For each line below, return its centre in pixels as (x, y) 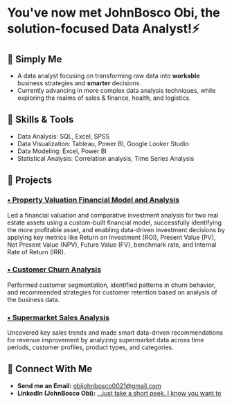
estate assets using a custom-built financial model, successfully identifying (115, 222)
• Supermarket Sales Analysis (58, 317)
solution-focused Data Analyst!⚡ (104, 29)
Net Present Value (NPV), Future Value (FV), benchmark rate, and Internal (112, 245)
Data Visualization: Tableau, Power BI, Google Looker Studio (103, 143)
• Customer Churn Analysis (54, 270)
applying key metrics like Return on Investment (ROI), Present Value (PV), (111, 237)
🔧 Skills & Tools (41, 120)
